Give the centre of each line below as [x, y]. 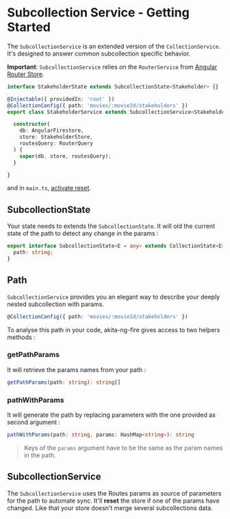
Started [29, 27]
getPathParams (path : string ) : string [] [64, 382]
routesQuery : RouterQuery [56, 143]
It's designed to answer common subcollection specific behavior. [99, 54]
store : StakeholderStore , [56, 137]
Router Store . [26, 74]
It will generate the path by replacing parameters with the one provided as [111, 415]
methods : [21, 337]
